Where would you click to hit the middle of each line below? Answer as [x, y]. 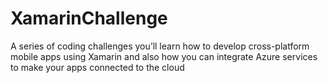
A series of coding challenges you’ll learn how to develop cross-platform [160, 46]
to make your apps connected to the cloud [97, 67]
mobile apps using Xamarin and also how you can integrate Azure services [164, 56]
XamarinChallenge [89, 18]
